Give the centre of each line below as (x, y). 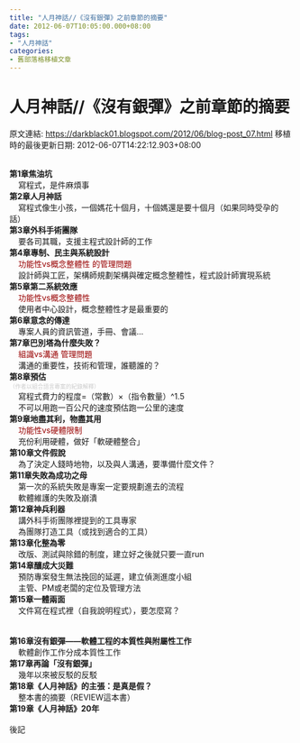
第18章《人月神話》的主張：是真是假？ (81, 685)
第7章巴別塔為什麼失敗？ (55, 343)
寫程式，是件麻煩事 (54, 185)
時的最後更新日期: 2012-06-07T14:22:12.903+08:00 (105, 144)
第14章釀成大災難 (41, 565)
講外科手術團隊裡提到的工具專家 (77, 520)
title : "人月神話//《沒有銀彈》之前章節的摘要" (89, 18)
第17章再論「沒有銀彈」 (53, 663)
